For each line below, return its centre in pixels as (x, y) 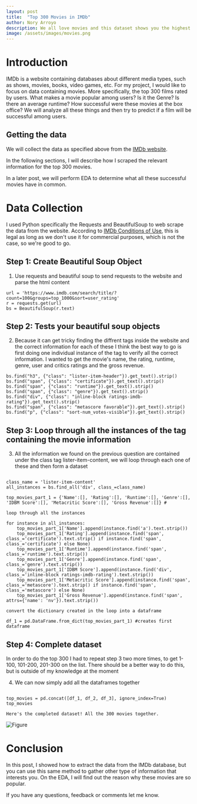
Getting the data (36, 135)
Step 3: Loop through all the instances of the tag (96, 430)
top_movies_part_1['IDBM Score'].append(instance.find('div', (94, 570)
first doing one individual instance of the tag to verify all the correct (96, 353)
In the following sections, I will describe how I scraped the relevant (87, 160)
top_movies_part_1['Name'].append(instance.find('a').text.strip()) (102, 529)
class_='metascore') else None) (46, 590)
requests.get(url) (39, 303)
